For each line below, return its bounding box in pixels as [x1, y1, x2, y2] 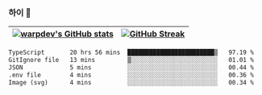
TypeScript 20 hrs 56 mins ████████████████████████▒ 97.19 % [8, 48, 254, 57]
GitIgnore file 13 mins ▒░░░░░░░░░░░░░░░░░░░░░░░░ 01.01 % [8, 56, 254, 64]
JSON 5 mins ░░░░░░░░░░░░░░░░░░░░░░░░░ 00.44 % [8, 64, 254, 72]
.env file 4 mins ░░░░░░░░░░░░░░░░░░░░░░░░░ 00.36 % [8, 71, 254, 79]
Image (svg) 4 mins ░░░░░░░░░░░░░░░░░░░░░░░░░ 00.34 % [8, 78, 254, 86]
